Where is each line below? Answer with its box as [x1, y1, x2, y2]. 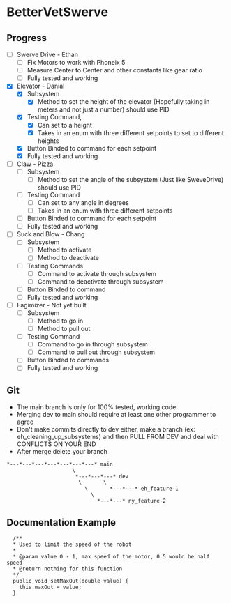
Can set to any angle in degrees [37, 199, 130, 206]
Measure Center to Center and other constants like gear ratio [27, 66, 203, 75]
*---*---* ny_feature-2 [96, 498, 167, 505]
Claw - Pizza [16, 160, 54, 168]
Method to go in [37, 316, 84, 325]
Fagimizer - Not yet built [16, 300, 87, 309]
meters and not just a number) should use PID [37, 105, 170, 114]
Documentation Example [6, 517, 117, 528]
